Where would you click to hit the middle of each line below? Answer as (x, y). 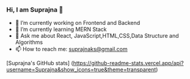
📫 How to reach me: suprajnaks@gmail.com (71, 49)
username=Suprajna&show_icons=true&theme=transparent (81, 70)
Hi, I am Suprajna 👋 (35, 10)
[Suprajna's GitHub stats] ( (40, 63)
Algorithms (29, 43)
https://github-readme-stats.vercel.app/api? (129, 63)
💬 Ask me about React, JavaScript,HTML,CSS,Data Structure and (97, 36)
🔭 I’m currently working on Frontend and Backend (78, 23)
